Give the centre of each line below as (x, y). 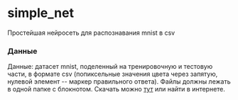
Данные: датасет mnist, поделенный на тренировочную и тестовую (110, 67)
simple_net (41, 13)
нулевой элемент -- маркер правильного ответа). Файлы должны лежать (119, 82)
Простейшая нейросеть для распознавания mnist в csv (91, 33)
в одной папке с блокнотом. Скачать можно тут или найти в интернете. (117, 89)
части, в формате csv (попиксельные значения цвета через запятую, (113, 74)
